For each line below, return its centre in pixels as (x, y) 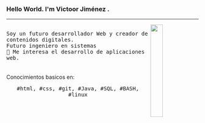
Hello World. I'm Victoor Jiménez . (58, 9)
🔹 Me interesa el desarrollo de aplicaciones (76, 52)
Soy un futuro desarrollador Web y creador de (77, 34)
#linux (78, 95)
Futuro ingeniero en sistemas (52, 46)
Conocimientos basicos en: (41, 77)
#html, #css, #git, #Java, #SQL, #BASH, (78, 89)
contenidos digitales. (40, 40)
